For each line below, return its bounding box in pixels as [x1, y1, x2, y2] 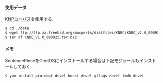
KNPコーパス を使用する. [5, 16, 53, 22]
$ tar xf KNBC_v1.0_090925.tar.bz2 [5, 34, 77, 40]
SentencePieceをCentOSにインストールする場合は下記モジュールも [5, 58, 140, 64]
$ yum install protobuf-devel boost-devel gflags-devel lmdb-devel [5, 73, 145, 79]
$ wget [5, 31, 18, 35]
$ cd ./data [5, 26, 29, 31]
